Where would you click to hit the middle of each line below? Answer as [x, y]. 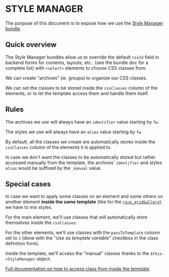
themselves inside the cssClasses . [41, 223]
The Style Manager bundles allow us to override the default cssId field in [82, 57]
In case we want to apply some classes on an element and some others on [84, 196]
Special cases [28, 184]
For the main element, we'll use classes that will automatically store [77, 217]
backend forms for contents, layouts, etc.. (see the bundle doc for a [77, 63]
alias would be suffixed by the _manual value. [53, 168]
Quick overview [31, 45]
